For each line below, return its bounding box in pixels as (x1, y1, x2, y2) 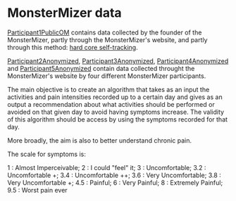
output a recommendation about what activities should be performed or (7, 100, 215, 108)
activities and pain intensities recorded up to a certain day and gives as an (7, 93, 223, 101)
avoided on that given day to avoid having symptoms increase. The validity (7, 108, 224, 116)
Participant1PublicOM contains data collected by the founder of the (7, 28, 202, 37)
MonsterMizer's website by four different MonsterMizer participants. (7, 72, 206, 80)
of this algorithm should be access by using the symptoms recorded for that (7, 115, 228, 124)
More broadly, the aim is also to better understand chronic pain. (7, 136, 192, 145)
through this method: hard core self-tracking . (7, 43, 139, 51)
